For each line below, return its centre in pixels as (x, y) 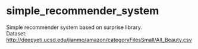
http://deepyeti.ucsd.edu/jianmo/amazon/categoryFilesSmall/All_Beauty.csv (99, 40)
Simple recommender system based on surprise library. (74, 27)
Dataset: (16, 33)
